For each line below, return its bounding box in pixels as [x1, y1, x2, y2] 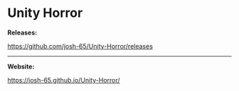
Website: [7, 62, 35, 71]
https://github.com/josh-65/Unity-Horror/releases [7, 42, 153, 50]
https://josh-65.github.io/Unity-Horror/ [7, 75, 120, 84]
